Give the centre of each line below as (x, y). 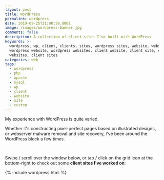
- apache (18, 78)
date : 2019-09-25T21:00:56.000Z (38, 23)
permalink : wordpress (27, 19)
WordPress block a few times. (35, 139)
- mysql (17, 82)
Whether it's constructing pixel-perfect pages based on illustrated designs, (81, 128)
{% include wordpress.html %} (36, 172)
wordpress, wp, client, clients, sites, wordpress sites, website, (80, 46)
